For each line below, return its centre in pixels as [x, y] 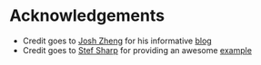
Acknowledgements [87, 16]
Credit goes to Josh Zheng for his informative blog [117, 41]
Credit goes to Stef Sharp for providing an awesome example [137, 50]
